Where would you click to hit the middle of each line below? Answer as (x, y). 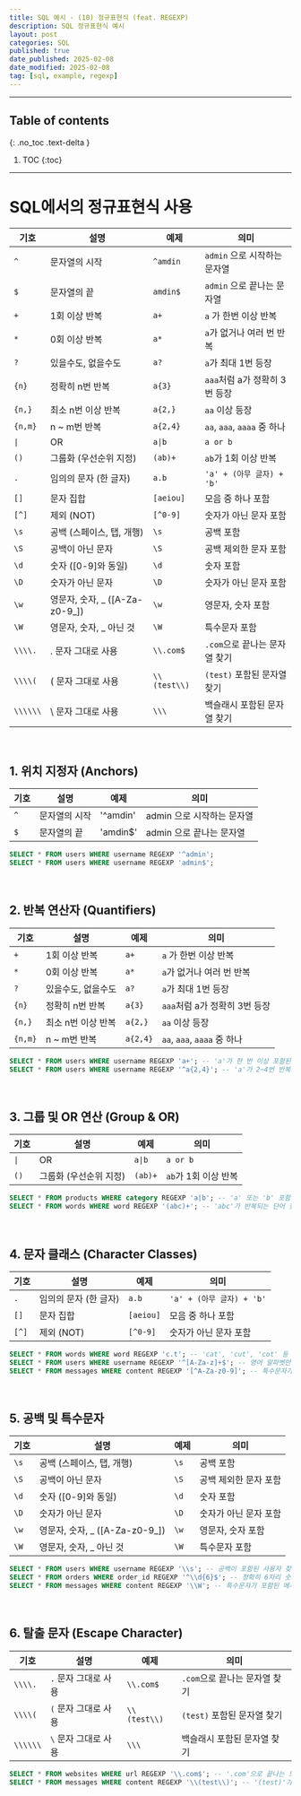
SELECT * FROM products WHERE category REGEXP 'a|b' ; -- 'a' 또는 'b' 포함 (150, 1198)
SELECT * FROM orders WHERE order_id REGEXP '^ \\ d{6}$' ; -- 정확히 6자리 (145, 1578)
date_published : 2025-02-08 (62, 59)
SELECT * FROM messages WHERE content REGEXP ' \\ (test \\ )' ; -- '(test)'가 (151, 1782)
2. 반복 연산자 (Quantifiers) (83, 911)
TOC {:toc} (42, 160)
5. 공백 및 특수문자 (57, 1419)
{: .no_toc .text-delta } (50, 142)
